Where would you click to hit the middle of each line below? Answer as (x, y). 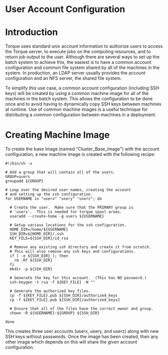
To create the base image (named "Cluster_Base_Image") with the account (82, 149)
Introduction (32, 32)
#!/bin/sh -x (19, 164)
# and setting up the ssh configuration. (49, 195)
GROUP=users (18, 177)
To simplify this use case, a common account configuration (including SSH (82, 88)
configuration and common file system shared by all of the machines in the (82, 68)
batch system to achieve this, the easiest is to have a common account (78, 62)
